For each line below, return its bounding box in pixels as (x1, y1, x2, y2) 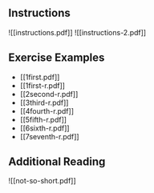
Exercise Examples (8, 51, 105, 65)
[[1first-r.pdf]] (19, 80, 66, 90)
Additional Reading (8, 155, 106, 169)
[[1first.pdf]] (19, 72, 60, 82)
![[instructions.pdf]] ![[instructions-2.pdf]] (8, 27, 147, 37)
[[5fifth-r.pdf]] (19, 115, 67, 124)
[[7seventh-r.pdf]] (19, 131, 79, 141)
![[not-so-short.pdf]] (8, 176, 76, 186)
